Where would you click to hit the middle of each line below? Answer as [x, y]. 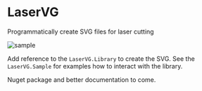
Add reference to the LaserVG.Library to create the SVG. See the [101, 58]
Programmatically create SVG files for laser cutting [81, 31]
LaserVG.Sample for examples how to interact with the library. [95, 66]
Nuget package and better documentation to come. [82, 79]
